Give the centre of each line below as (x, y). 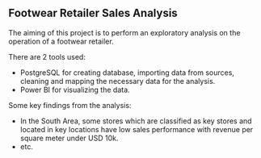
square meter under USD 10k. (69, 138)
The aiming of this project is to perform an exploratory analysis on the (124, 32)
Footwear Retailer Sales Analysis (93, 13)
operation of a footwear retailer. (61, 41)
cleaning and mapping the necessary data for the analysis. (118, 81)
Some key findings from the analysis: (70, 105)
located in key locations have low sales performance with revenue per (137, 129)
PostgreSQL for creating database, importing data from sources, (127, 73)
